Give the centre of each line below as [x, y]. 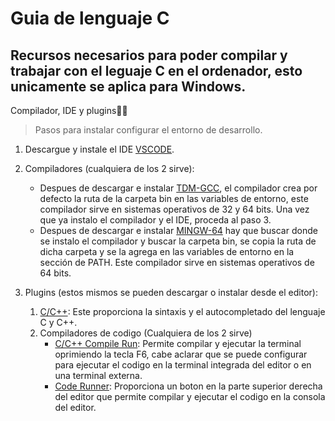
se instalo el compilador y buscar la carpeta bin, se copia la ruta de [178, 241]
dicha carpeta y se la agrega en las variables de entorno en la [167, 251]
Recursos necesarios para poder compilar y [149, 55]
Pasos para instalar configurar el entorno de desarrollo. [148, 130]
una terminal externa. [98, 375]
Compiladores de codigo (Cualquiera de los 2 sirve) [146, 333]
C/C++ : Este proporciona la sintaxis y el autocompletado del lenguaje [182, 311]
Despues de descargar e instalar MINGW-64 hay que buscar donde [178, 230]
